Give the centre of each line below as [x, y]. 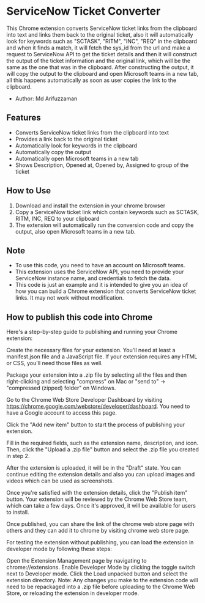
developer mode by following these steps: [59, 549]
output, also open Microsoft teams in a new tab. [75, 231]
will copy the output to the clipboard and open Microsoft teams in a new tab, [102, 73]
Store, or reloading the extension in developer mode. [73, 593]
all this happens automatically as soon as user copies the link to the [91, 80]
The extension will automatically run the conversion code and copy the [104, 225]
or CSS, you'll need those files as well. [54, 363]
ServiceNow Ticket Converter [84, 11]
